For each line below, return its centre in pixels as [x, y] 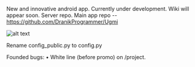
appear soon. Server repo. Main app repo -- [62, 15]
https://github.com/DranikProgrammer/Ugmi [62, 22]
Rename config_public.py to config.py [54, 45]
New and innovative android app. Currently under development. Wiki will [98, 9]
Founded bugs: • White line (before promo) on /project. [76, 57]
